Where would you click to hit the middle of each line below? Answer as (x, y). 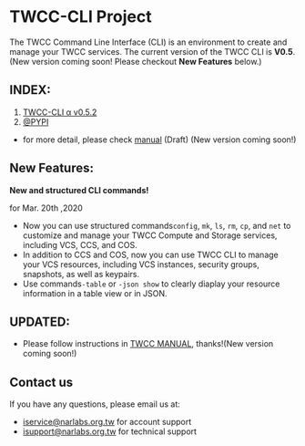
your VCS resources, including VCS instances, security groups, (141, 264)
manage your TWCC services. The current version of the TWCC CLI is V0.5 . (152, 51)
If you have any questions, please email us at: (95, 404)
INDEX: (30, 90)
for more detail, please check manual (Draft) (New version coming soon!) (159, 140)
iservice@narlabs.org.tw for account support (107, 422)
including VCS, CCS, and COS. (80, 244)
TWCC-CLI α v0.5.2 (60, 112)
